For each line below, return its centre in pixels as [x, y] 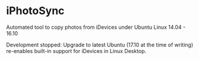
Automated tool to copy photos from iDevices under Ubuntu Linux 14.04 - [96, 27]
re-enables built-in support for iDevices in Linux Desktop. [76, 51]
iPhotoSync [35, 11]
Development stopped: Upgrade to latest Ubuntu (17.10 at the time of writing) [100, 45]
